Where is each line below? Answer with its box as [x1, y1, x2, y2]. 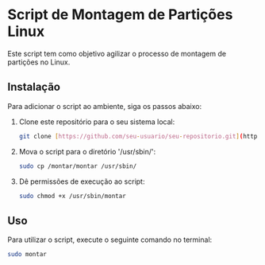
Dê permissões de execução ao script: [18, 177, 145, 186]
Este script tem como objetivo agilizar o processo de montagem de [7, 49, 227, 58]
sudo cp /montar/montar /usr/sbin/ [18, 162, 137, 170]
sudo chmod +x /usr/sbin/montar [18, 192, 126, 200]
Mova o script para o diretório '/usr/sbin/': [18, 146, 156, 156]
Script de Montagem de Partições [7, 6, 233, 24]
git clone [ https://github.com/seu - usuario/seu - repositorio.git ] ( [18, 132, 244, 140]
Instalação [7, 80, 61, 94]
